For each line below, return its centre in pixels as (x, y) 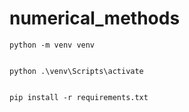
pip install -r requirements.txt (79, 97)
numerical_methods (95, 18)
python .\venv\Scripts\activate (76, 71)
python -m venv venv (52, 45)
